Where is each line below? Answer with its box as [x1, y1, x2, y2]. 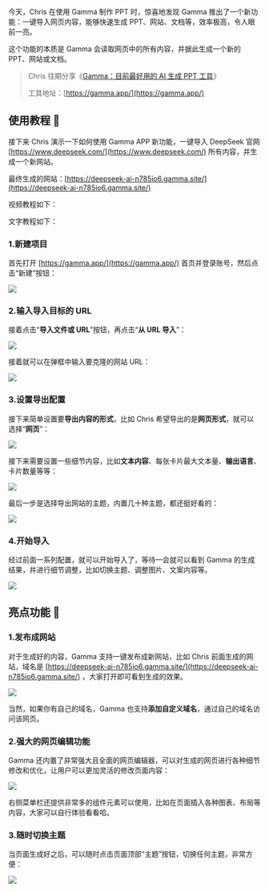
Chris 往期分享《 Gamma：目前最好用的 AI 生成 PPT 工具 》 [27, 71, 221, 80]
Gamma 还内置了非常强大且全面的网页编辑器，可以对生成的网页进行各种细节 [8, 755, 260, 764]
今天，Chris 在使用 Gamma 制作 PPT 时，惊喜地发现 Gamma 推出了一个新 [8, 7, 251, 16]
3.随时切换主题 [8, 829, 66, 841]
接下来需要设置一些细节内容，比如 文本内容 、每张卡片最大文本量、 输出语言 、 [8, 456, 261, 465]
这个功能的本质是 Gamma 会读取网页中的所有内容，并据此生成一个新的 [8, 44, 242, 54]
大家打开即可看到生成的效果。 [89, 671, 188, 681]
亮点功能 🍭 [8, 606, 60, 619]
